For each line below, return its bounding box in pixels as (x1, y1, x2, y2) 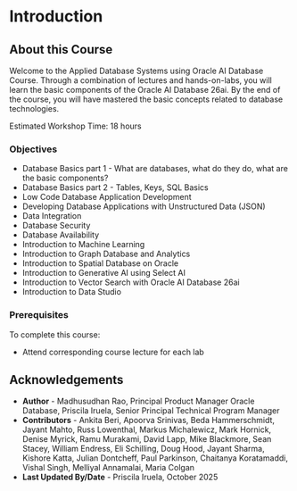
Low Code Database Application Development (21, 192, 192, 203)
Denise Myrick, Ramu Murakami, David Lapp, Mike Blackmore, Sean (21, 434, 272, 445)
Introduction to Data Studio (21, 287, 122, 297)
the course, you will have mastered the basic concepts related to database (9, 94, 284, 104)
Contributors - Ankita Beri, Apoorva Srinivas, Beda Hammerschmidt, (21, 415, 275, 426)
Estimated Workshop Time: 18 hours (9, 121, 142, 131)
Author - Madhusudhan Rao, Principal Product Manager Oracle (21, 395, 255, 407)
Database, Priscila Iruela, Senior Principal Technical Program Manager (21, 405, 280, 416)
